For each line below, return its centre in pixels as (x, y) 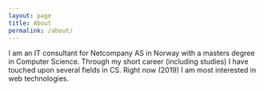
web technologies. (39, 79)
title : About (30, 23)
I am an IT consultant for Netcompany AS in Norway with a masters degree (132, 53)
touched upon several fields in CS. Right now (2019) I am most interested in (132, 70)
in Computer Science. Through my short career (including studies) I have (128, 61)
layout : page (30, 16)
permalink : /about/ (41, 30)
